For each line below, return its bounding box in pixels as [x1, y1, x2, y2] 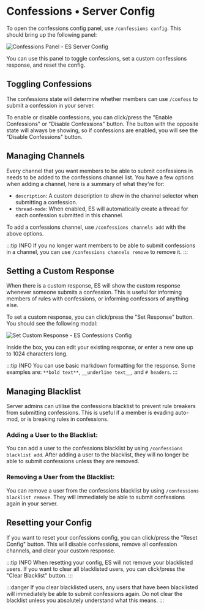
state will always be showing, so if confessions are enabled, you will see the [6, 127, 198, 134]
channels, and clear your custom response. [6, 546, 116, 554]
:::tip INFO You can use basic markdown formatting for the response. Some [6, 362, 196, 370]
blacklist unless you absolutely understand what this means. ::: [6, 597, 165, 604]
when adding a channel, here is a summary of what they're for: [6, 180, 165, 187]
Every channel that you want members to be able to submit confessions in [6, 167, 193, 174]
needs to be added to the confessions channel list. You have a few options [6, 173, 194, 181]
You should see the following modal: [6, 320, 98, 327]
